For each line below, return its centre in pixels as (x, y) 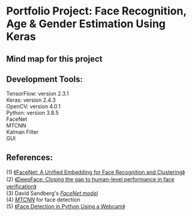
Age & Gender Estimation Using (86, 24)
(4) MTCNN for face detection (43, 200)
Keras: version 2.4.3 (31, 100)
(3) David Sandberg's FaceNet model (52, 193)
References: (29, 157)
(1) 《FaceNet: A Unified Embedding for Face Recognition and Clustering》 (96, 172)
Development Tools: (44, 79)
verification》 (22, 187)
